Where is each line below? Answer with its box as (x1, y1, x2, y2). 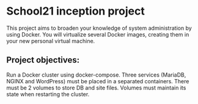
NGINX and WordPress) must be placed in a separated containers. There (6, 77, 189, 85)
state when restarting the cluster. (6, 90, 90, 98)
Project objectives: (6, 55, 80, 65)
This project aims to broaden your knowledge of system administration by (6, 24, 193, 32)
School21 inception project (6, 4, 145, 18)
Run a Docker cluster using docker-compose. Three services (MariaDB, (6, 71, 186, 78)
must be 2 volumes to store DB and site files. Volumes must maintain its (6, 84, 186, 91)
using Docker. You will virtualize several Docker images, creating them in (6, 30, 189, 38)
